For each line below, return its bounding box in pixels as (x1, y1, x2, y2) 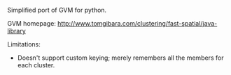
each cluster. (17, 61, 55, 69)
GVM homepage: (7, 19, 56, 27)
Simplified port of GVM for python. (7, 6, 107, 14)
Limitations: (7, 40, 41, 48)
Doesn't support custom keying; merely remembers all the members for (17, 53, 224, 62)
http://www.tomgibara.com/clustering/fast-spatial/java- (57, 19, 218, 27)
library (7, 27, 26, 35)
